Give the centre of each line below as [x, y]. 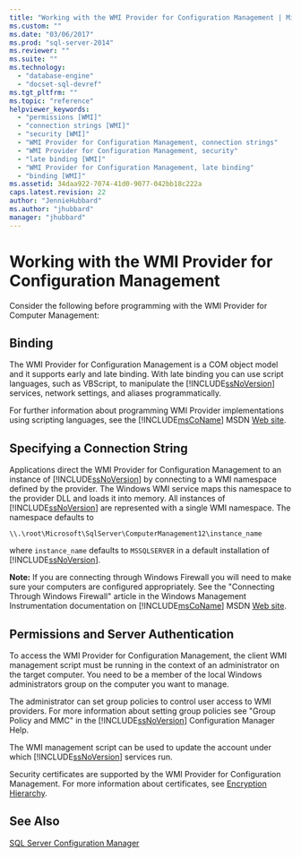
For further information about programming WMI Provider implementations [147, 411]
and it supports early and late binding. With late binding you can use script [146, 374]
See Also [34, 822]
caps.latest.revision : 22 [57, 193]
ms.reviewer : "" [39, 51]
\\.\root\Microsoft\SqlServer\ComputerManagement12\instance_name [136, 534]
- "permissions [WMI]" [60, 117]
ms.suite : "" [34, 59]
